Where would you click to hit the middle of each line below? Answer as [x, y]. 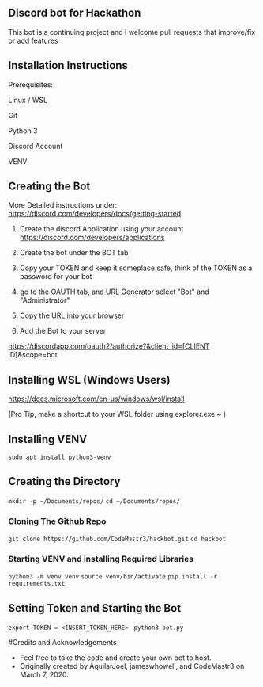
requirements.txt [37, 584]
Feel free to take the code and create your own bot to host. [115, 658]
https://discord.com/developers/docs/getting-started [95, 214]
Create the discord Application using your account [101, 229]
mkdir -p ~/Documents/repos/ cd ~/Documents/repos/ [94, 501]
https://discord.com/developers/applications [92, 238]
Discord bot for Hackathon [75, 13]
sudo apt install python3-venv [60, 458]
